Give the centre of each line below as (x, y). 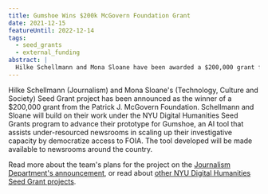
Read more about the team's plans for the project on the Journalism (120, 165)
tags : (17, 38)
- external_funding (48, 52)
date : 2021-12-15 (37, 23)
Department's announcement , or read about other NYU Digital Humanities (130, 173)
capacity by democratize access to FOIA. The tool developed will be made (130, 141)
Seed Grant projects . (42, 181)
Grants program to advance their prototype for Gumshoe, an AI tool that (126, 123)
